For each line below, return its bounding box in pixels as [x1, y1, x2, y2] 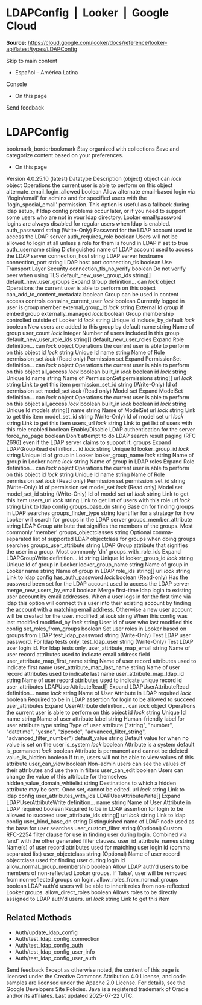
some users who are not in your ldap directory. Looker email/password [6, 214, 182, 221]
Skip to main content [6, 57, 58, 64]
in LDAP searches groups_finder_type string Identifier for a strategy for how [6, 509, 195, 517]
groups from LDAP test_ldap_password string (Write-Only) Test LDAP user [6, 631, 191, 638]
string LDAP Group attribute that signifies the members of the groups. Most [6, 522, 193, 529]
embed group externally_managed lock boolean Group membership [6, 310, 174, 317]
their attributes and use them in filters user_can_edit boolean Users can [6, 766, 184, 774]
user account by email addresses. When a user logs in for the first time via [6, 593, 191, 600]
